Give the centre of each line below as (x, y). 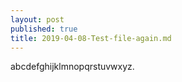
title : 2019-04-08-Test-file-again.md (91, 38)
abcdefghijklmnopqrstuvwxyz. (72, 67)
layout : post (37, 19)
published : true (44, 29)
